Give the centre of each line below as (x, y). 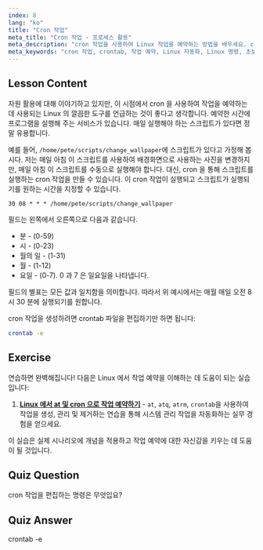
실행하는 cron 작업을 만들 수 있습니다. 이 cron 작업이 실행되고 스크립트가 (119, 179)
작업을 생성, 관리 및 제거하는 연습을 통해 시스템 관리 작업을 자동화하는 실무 (132, 413)
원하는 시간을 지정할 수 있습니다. (72, 188)
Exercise (30, 358)
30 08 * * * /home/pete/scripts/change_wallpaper (91, 204)
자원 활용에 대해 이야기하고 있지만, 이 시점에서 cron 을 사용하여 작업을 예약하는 (128, 104)
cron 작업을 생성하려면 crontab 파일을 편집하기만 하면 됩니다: (102, 318)
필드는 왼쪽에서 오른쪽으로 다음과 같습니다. (73, 219)
